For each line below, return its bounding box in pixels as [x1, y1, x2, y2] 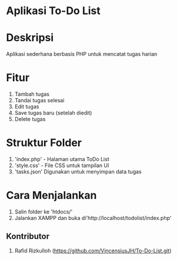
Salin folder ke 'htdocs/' [14, 208, 73, 215]
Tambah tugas [14, 91, 50, 98]
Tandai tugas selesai [14, 97, 65, 104]
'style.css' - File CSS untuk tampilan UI [14, 162, 109, 169]
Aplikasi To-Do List [6, 4, 101, 18]
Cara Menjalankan [6, 189, 97, 202]
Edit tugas [14, 103, 39, 110]
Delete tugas [14, 116, 46, 123]
